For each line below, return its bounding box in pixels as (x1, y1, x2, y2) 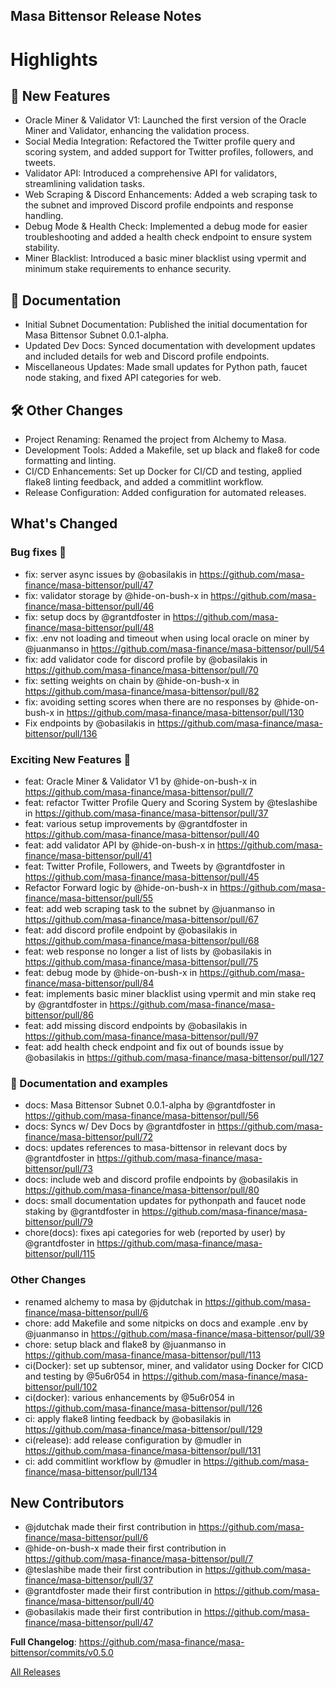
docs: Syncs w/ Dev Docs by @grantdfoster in (24, 1120, 216, 1133)
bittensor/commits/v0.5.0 (10, 1647, 114, 1659)
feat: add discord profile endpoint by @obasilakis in (24, 924, 238, 936)
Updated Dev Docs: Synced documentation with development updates (24, 340, 316, 352)
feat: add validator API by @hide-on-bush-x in (24, 839, 215, 851)
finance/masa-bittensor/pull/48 (24, 621, 155, 633)
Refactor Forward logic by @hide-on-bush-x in (24, 882, 218, 893)
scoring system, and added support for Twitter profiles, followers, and (24, 146, 314, 158)
